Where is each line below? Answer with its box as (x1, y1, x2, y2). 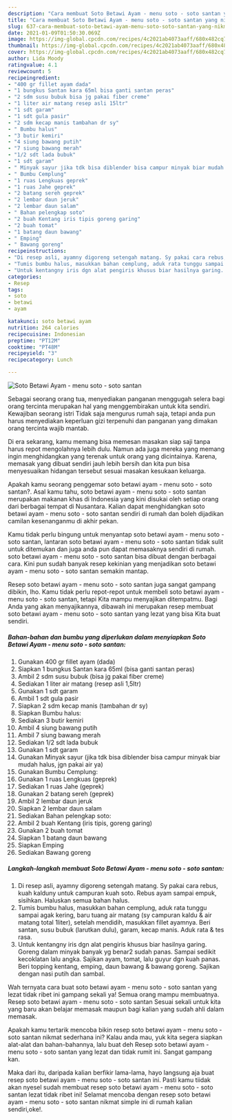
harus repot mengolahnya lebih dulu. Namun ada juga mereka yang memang (8, 445, 225, 453)
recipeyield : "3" (8, 350, 58, 357)
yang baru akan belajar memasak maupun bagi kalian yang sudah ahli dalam (8, 1005, 224, 1013)
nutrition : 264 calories (8, 324, 79, 331)
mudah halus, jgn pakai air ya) (17, 760, 104, 769)
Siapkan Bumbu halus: (17, 708, 82, 717)
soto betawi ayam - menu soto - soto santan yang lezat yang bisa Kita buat (8, 610, 221, 618)
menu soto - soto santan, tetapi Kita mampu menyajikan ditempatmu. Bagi (8, 595, 218, 603)
